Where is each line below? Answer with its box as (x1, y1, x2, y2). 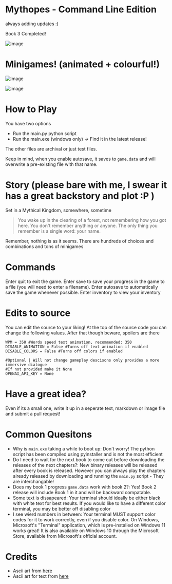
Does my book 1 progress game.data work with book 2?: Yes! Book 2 (12, 484, 157, 490)
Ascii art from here (12, 568, 52, 574)
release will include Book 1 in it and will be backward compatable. (12, 489, 151, 495)
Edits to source (5, 307, 71, 319)
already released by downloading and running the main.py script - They (12, 473, 164, 479)
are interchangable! (12, 478, 54, 484)
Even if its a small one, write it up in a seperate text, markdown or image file (5, 405, 165, 411)
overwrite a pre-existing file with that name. (5, 161, 98, 167)
